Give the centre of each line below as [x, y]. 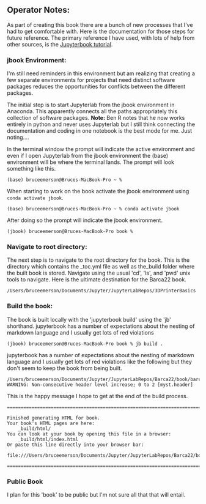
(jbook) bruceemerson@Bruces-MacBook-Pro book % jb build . [85, 344]
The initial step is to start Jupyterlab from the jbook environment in [91, 105]
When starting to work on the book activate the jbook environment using [98, 191]
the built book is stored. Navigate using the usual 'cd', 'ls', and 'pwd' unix [99, 273]
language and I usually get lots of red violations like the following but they [99, 361]
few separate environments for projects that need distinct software [91, 80]
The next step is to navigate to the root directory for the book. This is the [98, 260]
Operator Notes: [38, 10]
